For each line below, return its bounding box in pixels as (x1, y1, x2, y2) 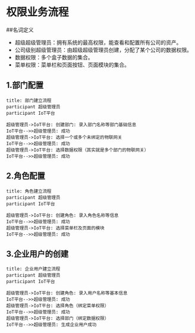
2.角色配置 (6, 171, 46, 181)
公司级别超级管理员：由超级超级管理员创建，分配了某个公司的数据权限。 (14, 46, 192, 54)
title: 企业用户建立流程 (6, 266, 61, 272)
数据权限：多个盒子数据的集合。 (14, 54, 93, 61)
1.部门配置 (6, 80, 44, 90)
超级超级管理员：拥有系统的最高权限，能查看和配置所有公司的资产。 (14, 39, 182, 46)
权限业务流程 (6, 5, 70, 19)
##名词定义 (6, 26, 34, 33)
